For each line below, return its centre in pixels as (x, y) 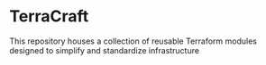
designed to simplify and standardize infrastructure (105, 50)
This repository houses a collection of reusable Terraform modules (133, 41)
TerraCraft (49, 16)
